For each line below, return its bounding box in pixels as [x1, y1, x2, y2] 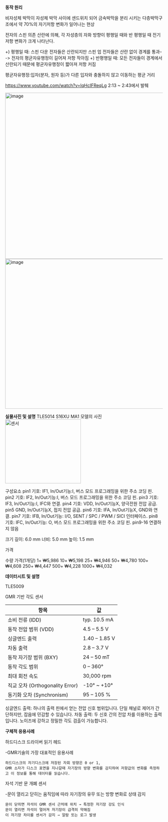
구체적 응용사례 [5, 729, 35, 734]
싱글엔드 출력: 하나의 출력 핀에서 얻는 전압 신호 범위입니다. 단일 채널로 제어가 [5, 705, 154, 711]
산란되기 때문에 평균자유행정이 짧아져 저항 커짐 [5, 61, 96, 67]
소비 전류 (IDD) [7, 617, 41, 623]
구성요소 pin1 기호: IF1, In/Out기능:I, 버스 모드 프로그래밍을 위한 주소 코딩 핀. [5, 488, 153, 494]
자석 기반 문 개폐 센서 [5, 781, 46, 786]
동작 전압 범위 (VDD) [7, 626, 54, 633]
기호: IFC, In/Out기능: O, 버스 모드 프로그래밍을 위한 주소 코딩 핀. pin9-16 [5, 519, 148, 525]
